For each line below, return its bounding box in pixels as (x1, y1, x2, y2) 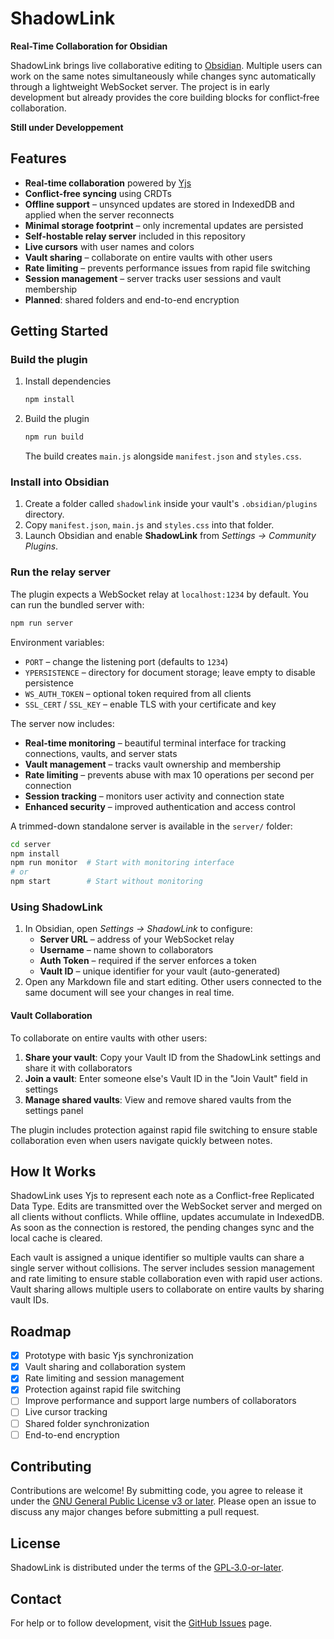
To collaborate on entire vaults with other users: (10, 1032, 208, 1044)
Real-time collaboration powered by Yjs (24, 177, 192, 189)
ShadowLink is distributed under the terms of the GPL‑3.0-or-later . (10, 1562, 284, 1574)
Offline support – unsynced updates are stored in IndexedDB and (24, 198, 295, 210)
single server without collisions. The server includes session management (10, 1262, 315, 1274)
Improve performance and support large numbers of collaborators (24, 1395, 297, 1407)
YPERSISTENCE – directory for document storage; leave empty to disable (24, 666, 316, 678)
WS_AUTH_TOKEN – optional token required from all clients (24, 687, 252, 699)
